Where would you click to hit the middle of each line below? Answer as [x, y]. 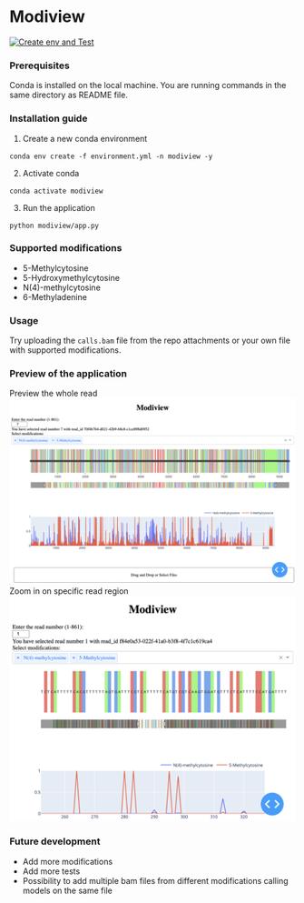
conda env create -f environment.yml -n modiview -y [111, 156]
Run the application [59, 207]
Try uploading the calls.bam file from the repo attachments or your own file [150, 341]
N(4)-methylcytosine [62, 287]
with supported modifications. [65, 350]
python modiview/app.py [54, 226]
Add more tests [51, 871]
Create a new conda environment [85, 138]
